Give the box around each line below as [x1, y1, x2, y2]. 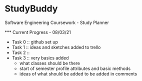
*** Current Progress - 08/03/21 [4, 29, 71, 35]
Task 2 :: [11, 49, 30, 55]
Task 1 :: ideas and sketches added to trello [11, 44, 101, 50]
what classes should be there [19, 60, 80, 66]
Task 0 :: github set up [11, 38, 58, 45]
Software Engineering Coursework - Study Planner [4, 19, 109, 25]
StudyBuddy [4, 3, 58, 14]
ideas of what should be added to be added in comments [19, 70, 137, 76]
